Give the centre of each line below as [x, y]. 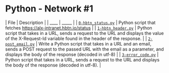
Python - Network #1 [49, 9]
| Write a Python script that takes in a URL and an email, [94, 43]
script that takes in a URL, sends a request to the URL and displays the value [84, 33]
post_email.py [20, 44]
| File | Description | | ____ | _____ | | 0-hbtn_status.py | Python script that [80, 22]
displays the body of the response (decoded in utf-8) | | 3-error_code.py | [82, 54]
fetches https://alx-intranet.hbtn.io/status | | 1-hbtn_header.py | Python [79, 27]
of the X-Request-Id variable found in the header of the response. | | [76, 38]
